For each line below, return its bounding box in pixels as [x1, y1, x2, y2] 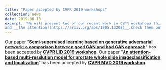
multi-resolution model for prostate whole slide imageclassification [19, 54, 161, 60]
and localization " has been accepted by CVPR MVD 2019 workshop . [5, 60, 147, 66]
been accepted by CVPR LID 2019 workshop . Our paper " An [5, 49, 129, 55]
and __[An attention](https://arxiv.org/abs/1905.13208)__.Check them [5, 25, 154, 30]
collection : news [5, 12, 41, 17]
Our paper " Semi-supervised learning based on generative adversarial [5, 39, 153, 45]
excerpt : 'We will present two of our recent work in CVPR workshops [5, 21, 152, 26]
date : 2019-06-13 [5, 16, 41, 21]
